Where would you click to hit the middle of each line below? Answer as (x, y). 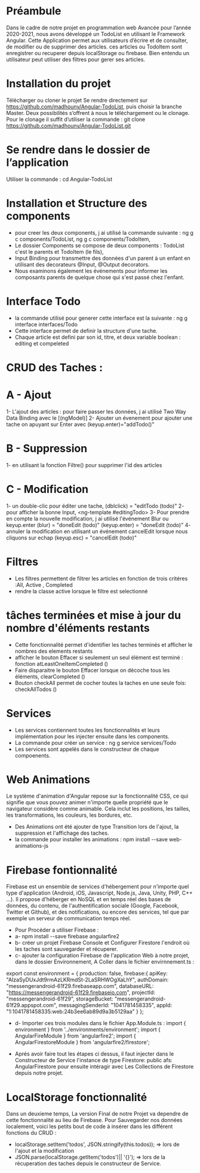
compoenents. (33, 755)
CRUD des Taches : (55, 367)
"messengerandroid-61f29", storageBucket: (60, 999)
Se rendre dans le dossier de (78, 150)
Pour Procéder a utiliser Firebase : (57, 930)
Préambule (34, 11)
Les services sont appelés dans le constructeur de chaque (87, 749)
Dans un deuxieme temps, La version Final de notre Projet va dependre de (97, 1114)
